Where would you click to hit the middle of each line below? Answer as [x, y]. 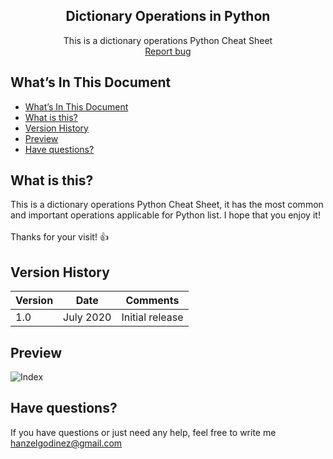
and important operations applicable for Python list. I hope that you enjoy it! [165, 215]
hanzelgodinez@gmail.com [66, 443]
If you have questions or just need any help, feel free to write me [143, 432]
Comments [152, 301]
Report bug [168, 51]
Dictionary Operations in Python [168, 16]
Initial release [152, 317]
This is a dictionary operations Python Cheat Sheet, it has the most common [167, 205]
